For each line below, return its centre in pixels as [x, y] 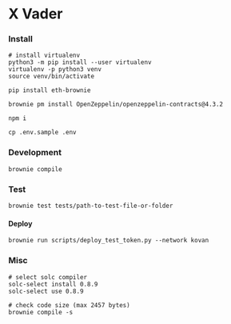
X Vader [36, 14]
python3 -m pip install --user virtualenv [80, 62]
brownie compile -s [41, 312]
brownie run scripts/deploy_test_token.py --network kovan [109, 241]
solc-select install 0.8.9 [53, 284]
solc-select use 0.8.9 [46, 291]
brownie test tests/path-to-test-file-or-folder [91, 206]
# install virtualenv [44, 56]
